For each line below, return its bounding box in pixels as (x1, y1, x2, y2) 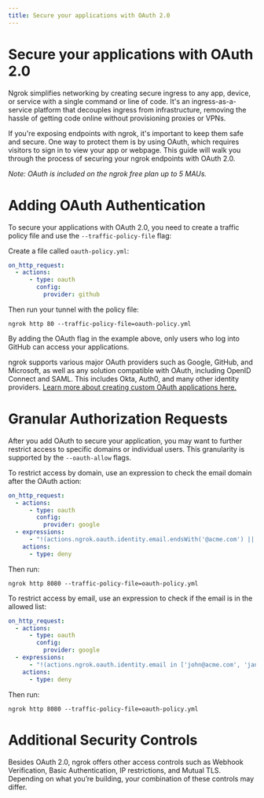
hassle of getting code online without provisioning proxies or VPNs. (8, 113, 226, 123)
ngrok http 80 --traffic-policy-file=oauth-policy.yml (8, 320, 192, 327)
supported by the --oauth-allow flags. (8, 453, 132, 462)
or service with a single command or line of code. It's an (8, 96, 190, 106)
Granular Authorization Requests (8, 410, 228, 428)
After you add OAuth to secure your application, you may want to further (8, 436, 242, 445)
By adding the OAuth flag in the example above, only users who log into (8, 334, 240, 343)
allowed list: (8, 601, 47, 611)
